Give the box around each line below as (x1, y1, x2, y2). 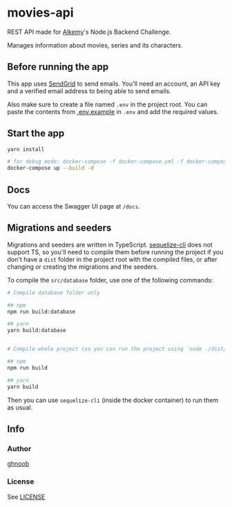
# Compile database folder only (7, 289, 100, 296)
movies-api (7, 5, 74, 21)
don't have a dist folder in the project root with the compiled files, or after (7, 255, 217, 263)
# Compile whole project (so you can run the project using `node (7, 345, 202, 353)
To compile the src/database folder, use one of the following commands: (7, 276, 213, 284)
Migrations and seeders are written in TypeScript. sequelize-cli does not (7, 240, 213, 249)
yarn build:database (7, 327, 67, 334)
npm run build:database (7, 308, 76, 315)
